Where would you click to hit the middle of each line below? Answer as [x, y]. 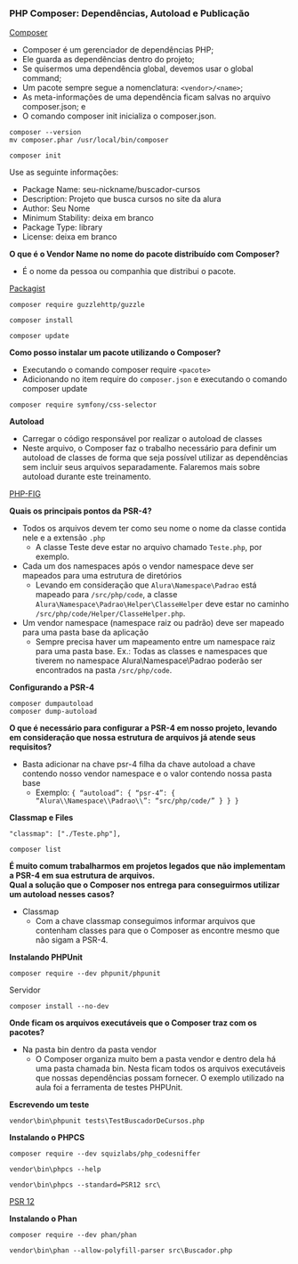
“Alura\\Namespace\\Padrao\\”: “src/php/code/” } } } [137, 801]
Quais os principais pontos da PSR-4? [81, 511]
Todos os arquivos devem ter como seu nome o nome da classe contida [154, 529]
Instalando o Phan [43, 1219]
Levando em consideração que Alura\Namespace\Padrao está [146, 585]
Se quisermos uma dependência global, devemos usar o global [137, 69]
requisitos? [30, 747]
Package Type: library [62, 227]
